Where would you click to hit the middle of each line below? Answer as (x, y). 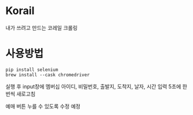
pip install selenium (32, 70)
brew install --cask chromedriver (48, 75)
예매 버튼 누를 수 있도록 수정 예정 (43, 106)
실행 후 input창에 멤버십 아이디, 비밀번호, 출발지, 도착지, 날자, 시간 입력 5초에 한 (97, 86)
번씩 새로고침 (21, 94)
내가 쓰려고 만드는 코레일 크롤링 (42, 28)
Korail (20, 11)
